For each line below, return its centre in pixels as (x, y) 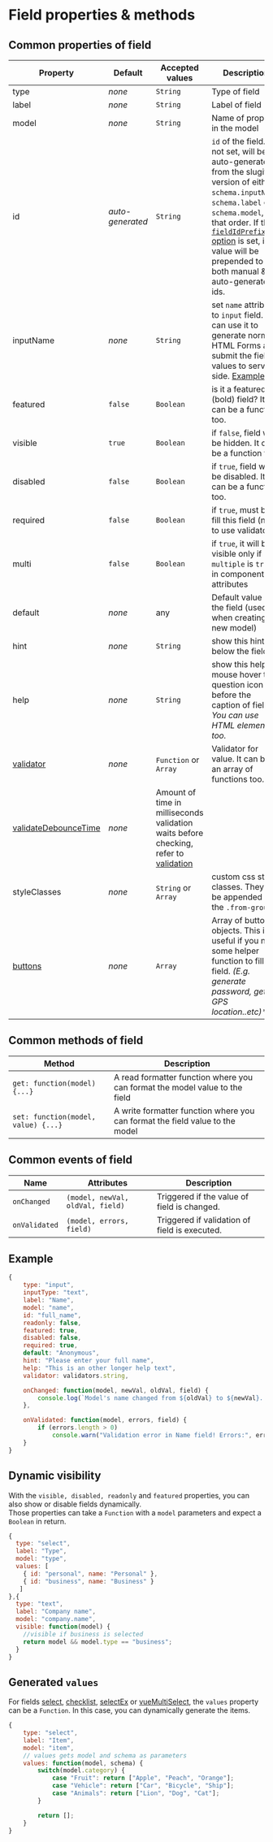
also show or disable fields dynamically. (75, 1504)
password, (231, 991)
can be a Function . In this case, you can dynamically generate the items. (129, 1710)
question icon (237, 685)
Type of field (235, 91)
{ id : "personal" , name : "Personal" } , (91, 1574)
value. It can (234, 759)
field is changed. (189, 1207)
